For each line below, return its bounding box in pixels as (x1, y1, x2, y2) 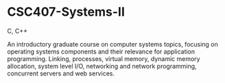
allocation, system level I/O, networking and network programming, (7, 62, 197, 70)
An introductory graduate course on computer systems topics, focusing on (7, 40, 218, 48)
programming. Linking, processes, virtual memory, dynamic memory (7, 54, 200, 62)
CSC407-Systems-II (7, 4, 125, 20)
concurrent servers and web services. (7, 69, 115, 78)
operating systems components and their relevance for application (7, 47, 196, 56)
